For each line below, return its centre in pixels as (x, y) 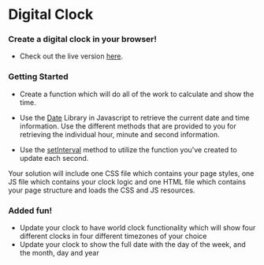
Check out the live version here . (71, 56)
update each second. (54, 158)
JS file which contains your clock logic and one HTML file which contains (127, 181)
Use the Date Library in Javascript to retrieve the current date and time (134, 118)
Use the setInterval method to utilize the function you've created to (128, 149)
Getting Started (38, 77)
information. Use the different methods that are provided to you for (128, 126)
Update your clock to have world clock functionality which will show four (138, 228)
